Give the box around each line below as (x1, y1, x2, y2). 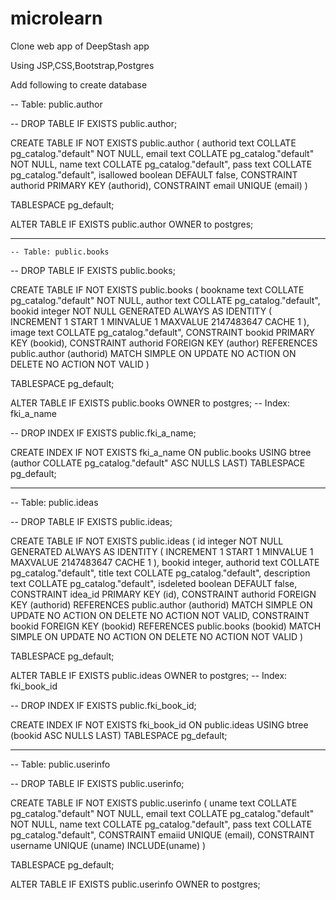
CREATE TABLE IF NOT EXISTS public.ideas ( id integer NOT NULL (10, 535, 284, 547)
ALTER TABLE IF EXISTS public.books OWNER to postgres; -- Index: (10, 397, 290, 409)
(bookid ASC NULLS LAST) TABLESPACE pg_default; (10, 729, 228, 741)
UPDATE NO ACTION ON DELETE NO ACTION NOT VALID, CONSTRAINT (10, 609, 310, 621)
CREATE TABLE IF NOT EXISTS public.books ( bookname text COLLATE (10, 283, 305, 296)
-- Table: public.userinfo (10, 758, 111, 770)
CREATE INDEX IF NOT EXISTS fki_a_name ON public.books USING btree (10, 446, 312, 458)
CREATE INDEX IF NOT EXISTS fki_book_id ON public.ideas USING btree (10, 718, 309, 731)
